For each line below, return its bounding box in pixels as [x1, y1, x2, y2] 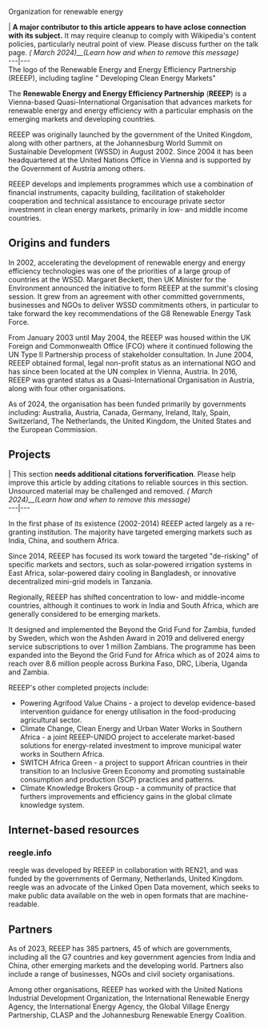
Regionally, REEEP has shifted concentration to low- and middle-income [8, 592, 246, 602]
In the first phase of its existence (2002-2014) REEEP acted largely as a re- [8, 518, 255, 528]
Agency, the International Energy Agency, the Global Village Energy [8, 1002, 230, 1011]
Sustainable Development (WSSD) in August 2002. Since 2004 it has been [8, 147, 254, 156]
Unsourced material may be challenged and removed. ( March [8, 486, 214, 495]
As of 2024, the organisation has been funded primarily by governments [8, 399, 246, 409]
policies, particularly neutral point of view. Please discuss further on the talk [8, 39, 258, 49]
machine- [217, 891, 250, 901]
